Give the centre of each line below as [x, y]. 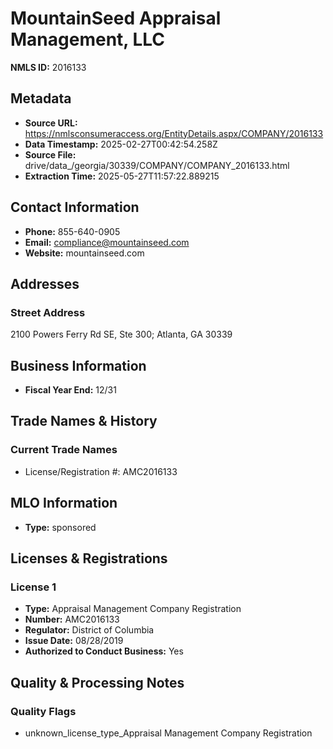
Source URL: [51, 123]
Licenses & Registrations [89, 558]
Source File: [50, 154]
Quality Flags [43, 711]
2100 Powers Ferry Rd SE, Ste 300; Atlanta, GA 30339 [121, 334]
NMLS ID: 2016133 [48, 67]
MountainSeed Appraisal [116, 18]
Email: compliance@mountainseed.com [107, 242]
